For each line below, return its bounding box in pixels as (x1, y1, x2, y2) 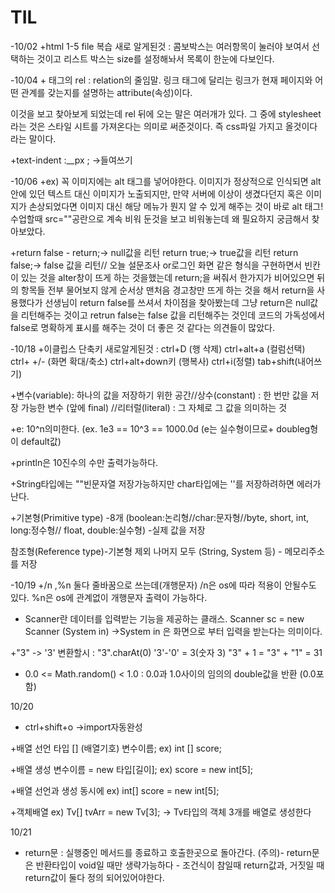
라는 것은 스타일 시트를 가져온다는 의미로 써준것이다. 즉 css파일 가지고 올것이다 (10, 120, 318, 132)
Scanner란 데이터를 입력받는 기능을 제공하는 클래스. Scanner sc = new (24, 612, 305, 625)
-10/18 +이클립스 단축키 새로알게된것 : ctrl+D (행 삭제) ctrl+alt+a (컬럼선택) (10, 342, 306, 355)
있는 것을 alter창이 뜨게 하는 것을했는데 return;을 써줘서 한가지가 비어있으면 (20, 271, 315, 283)
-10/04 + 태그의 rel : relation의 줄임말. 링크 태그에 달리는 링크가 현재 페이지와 (10, 74, 313, 86)
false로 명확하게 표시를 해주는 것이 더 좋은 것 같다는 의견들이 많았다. (10, 321, 275, 333)
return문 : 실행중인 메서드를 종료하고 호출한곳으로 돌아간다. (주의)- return (24, 846, 312, 858)
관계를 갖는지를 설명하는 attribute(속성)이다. (20, 86, 193, 98)
